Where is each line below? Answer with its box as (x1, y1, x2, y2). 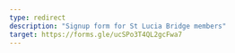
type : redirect (9, 13, 66, 22)
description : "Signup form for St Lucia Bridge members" (9, 22, 227, 31)
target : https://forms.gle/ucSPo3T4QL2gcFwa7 (9, 30, 182, 39)
